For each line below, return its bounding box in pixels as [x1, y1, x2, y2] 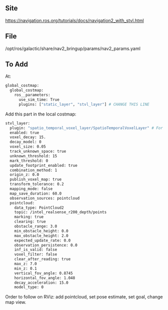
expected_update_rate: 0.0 [14, 238, 71, 243]
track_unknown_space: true [10, 149, 66, 154]
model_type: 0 [14, 285, 44, 290]
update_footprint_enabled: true [10, 163, 78, 168]
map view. [5, 299, 27, 305]
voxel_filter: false [14, 252, 57, 257]
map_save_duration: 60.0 [10, 191, 62, 196]
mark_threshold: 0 [10, 158, 49, 163]
